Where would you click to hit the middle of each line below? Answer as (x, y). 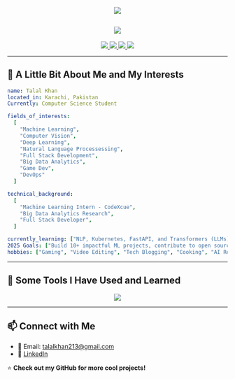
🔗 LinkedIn (33, 354)
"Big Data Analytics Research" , (67, 213)
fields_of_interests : (39, 116)
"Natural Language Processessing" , (72, 149)
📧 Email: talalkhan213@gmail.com (66, 347)
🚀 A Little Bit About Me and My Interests (95, 74)
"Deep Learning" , (45, 142)
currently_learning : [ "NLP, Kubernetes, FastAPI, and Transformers (108, 239)
